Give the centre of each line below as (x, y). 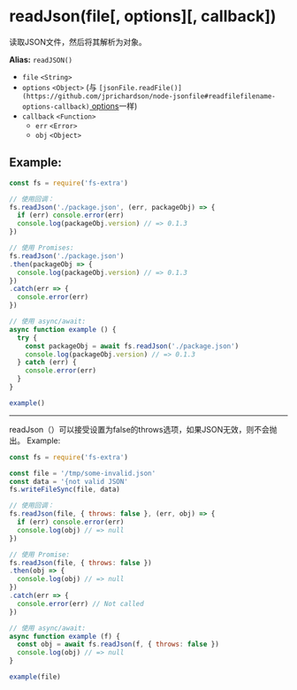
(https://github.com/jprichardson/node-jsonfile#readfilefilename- (148, 96)
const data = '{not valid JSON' (69, 481)
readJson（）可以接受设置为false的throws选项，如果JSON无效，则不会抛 (143, 429)
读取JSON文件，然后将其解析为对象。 (78, 42)
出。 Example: (35, 441)
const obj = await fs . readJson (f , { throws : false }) (118, 644)
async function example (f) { (65, 636)
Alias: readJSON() (41, 59)
